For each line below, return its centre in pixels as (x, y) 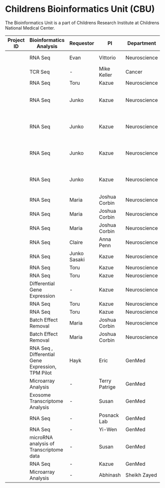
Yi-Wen (108, 429)
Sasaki (77, 260)
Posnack (109, 415)
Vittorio (108, 58)
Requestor (82, 43)
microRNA (41, 437)
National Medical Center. (30, 28)
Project (16, 40)
